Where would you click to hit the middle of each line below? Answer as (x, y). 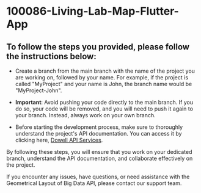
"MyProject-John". (38, 90)
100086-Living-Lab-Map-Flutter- (93, 11)
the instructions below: (51, 56)
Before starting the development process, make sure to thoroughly (99, 127)
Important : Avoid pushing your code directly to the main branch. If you (104, 102)
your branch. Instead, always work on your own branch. (85, 115)
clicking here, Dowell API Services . (59, 140)
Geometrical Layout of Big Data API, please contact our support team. (94, 183)
